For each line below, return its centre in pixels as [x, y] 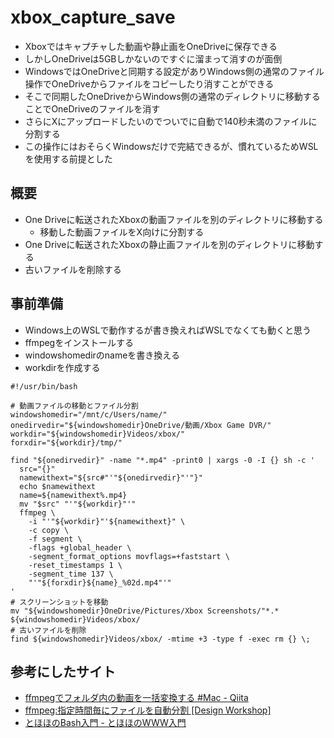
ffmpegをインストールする [79, 342]
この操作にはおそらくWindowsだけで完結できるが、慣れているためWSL [171, 146]
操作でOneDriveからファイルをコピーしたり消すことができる [149, 83]
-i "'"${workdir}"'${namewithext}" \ [107, 521]
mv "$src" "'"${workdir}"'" [78, 504]
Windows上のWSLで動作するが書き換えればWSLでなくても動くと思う [168, 330]
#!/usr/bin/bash [44, 386]
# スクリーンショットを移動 [59, 602]
